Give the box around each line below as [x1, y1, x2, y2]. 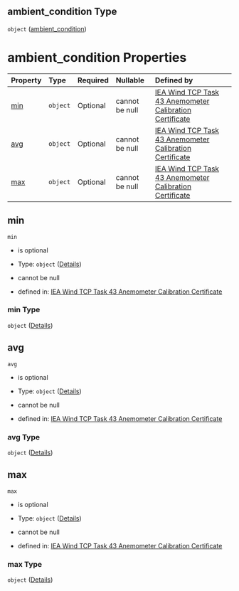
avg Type [7, 432, 41, 442]
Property [11, 75, 42, 85]
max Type [7, 559, 43, 569]
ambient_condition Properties [7, 50, 187, 65]
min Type [7, 305, 41, 315]
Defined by [155, 75, 193, 85]
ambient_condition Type [7, 6, 117, 18]
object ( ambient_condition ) [7, 24, 87, 33]
